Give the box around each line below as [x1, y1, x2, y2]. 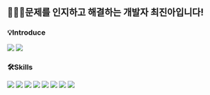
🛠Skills [7, 62, 33, 71]
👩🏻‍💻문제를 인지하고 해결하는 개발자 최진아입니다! [7, 6, 204, 19]
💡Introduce [7, 28, 46, 37]
